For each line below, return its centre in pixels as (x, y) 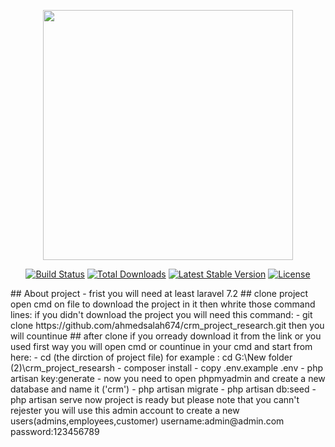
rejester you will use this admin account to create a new (125, 410)
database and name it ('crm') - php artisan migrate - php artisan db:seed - (163, 389)
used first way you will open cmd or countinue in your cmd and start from (161, 346)
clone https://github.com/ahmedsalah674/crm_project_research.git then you (167, 325)
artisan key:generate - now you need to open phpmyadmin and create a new (168, 378)
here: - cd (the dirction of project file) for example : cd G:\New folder (151, 357)
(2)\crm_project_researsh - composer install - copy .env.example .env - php (167, 368)
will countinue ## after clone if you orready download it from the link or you (166, 336)
